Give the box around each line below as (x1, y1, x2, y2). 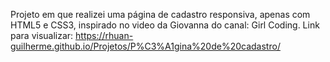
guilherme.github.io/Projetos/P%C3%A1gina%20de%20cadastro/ (10, 40, 281, 52)
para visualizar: (10, 30, 74, 41)
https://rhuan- (75, 30, 134, 41)
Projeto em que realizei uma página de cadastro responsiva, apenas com (10, 9, 311, 20)
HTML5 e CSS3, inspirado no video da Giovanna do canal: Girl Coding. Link (10, 19, 320, 31)
